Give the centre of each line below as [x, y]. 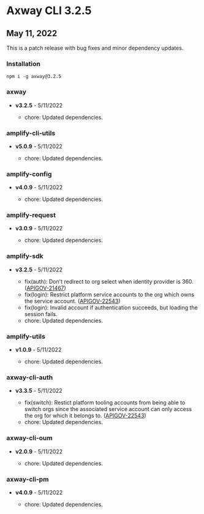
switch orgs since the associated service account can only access [108, 409]
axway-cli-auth [30, 377]
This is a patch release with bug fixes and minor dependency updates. [95, 48]
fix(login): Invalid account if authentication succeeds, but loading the [111, 308]
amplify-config [29, 174]
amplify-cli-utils [31, 133]
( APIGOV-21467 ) [45, 288]
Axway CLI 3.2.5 [49, 11]
